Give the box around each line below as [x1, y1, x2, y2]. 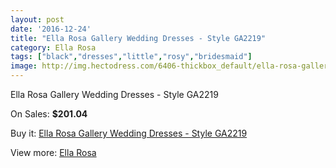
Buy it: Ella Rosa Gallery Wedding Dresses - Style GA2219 [10, 127, 248, 139]
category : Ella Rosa [10, 42, 97, 53]
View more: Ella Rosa [10, 147, 97, 158]
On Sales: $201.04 [10, 108, 88, 120]
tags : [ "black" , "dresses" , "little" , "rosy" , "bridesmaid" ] [10, 52, 253, 62]
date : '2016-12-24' [10, 24, 92, 34]
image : [10, 61, 38, 71]
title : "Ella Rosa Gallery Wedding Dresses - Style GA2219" [10, 33, 267, 43]
